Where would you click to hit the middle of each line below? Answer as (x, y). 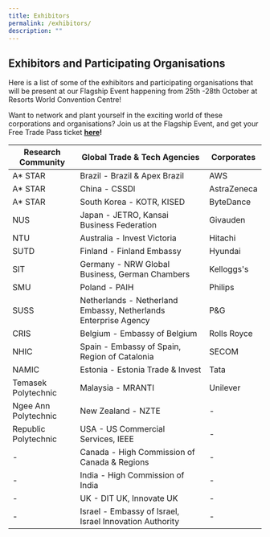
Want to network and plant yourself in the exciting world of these (116, 115)
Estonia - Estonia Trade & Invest (141, 370)
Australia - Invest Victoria (128, 238)
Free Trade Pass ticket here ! (55, 133)
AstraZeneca (233, 189)
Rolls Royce (231, 334)
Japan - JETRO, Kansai (124, 215)
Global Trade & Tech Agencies (141, 158)
